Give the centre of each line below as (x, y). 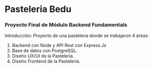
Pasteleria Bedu (38, 9)
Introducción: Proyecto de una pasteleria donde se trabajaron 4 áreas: (77, 35)
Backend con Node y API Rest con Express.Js (59, 45)
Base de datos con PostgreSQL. (45, 50)
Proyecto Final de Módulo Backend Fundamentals (66, 25)
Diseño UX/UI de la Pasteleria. (43, 56)
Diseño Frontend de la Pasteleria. (46, 61)
